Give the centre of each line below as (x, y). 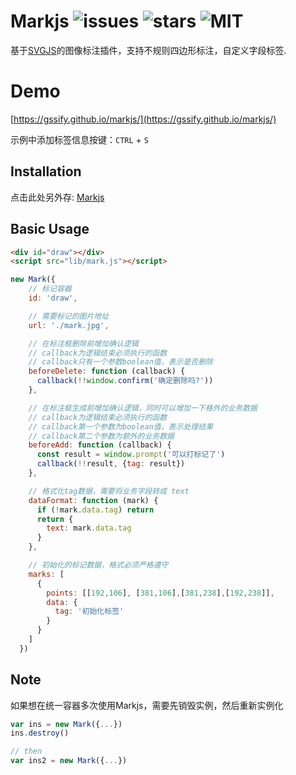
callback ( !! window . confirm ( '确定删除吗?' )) (125, 381)
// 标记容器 (50, 289)
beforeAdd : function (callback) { (100, 445)
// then (26, 751)
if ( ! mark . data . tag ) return (95, 510)
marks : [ (46, 574)
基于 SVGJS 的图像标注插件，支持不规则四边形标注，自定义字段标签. (148, 50)
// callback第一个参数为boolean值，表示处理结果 (120, 426)
